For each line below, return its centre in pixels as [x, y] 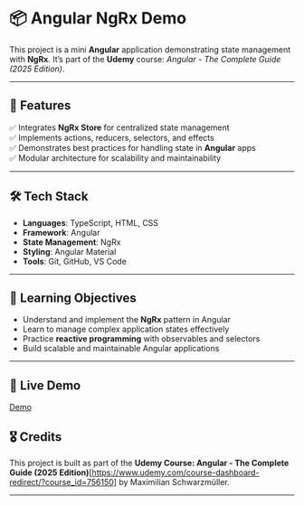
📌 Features [40, 106]
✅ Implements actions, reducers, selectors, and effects [112, 137]
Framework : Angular [61, 232]
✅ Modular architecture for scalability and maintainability [115, 158]
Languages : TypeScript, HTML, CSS [90, 222]
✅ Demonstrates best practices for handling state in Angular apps [133, 147]
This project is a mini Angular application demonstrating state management [150, 49]
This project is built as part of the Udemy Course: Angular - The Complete [149, 463]
